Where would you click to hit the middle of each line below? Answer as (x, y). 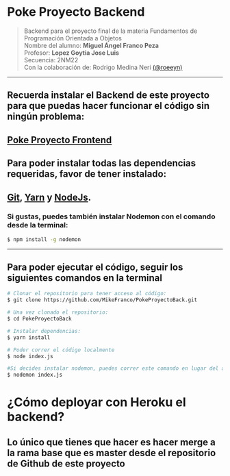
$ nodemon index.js (35, 375)
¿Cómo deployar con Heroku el (97, 402)
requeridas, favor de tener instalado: (87, 174)
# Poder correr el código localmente (61, 350)
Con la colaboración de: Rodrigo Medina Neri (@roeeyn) (103, 67)
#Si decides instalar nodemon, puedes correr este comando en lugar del (113, 368)
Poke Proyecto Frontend (60, 140)
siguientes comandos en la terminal (85, 278)
